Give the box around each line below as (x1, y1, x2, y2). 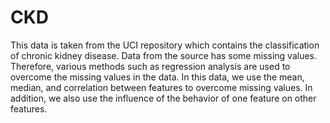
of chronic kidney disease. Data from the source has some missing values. (10, 49, 317, 61)
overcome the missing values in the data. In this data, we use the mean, (10, 71, 305, 83)
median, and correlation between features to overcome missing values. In (10, 81, 313, 93)
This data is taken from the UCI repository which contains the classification (10, 39, 320, 51)
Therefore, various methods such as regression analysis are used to (10, 60, 291, 72)
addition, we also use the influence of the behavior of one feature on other (10, 92, 317, 104)
